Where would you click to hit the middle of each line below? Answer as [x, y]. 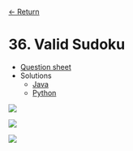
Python [44, 93]
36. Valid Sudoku [67, 45]
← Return [24, 12]
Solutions [36, 75]
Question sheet [45, 67]
